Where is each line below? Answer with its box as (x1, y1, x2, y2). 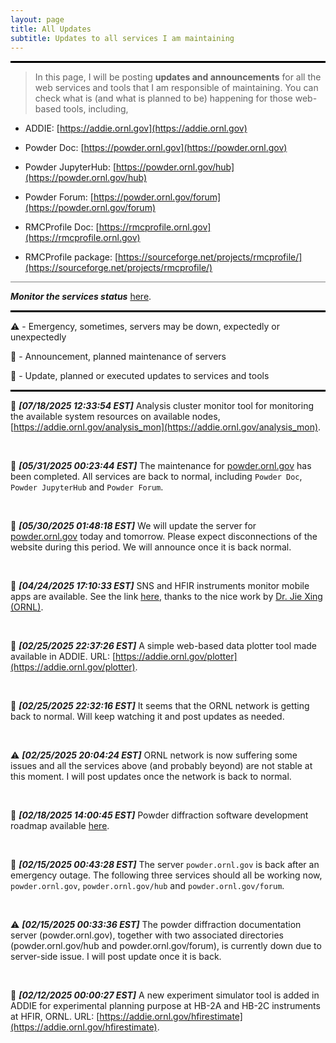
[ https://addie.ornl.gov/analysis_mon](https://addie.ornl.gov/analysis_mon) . (10, 421, 322, 433)
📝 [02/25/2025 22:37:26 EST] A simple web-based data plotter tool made (10, 640, 318, 652)
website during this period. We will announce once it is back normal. (10, 541, 292, 553)
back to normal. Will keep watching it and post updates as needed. (10, 711, 285, 723)
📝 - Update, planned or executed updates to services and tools (10, 370, 270, 382)
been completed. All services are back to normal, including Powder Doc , (10, 471, 303, 483)
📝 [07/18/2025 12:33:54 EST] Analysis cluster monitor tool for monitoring (10, 400, 315, 412)
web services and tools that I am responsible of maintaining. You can (34, 82, 319, 94)
